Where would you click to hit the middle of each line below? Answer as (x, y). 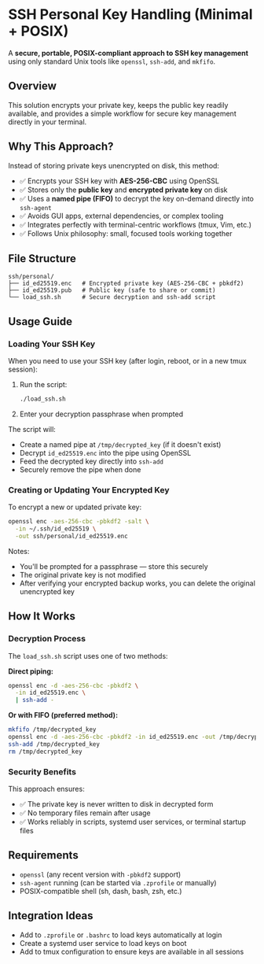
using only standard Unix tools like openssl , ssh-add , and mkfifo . (112, 61)
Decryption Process (47, 639)
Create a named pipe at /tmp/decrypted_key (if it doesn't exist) (120, 444)
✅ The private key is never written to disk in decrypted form (116, 803)
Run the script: (43, 385)
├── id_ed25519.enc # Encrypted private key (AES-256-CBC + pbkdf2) (126, 284)
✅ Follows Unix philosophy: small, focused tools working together (126, 233)
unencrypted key (47, 591)
